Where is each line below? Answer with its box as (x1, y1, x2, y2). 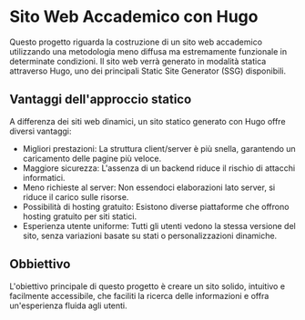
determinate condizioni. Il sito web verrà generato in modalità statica (9, 55, 267, 66)
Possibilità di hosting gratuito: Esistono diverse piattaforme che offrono (22, 201, 290, 212)
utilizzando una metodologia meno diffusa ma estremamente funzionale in (9, 45, 288, 56)
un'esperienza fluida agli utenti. (9, 300, 127, 311)
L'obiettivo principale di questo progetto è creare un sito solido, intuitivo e (9, 280, 285, 292)
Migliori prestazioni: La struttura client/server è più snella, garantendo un (22, 143, 296, 154)
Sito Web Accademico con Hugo (9, 6, 259, 27)
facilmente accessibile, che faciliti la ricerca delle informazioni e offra (9, 290, 269, 301)
